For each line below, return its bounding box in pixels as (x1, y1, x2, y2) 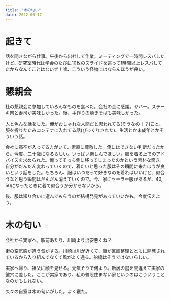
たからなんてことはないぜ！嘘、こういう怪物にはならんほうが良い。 (5, 66, 148, 72)
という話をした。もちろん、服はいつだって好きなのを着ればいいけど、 (9, 170, 156, 176)
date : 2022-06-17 (5, 12, 42, 17)
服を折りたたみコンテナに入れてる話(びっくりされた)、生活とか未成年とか (5, 127, 160, 133)
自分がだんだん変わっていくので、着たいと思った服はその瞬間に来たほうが (5, 163, 161, 169)
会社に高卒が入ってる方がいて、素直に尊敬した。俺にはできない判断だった (5, 144, 161, 151)
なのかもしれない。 (5, 278, 46, 284)
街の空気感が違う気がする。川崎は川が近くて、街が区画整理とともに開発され (5, 248, 165, 254)
